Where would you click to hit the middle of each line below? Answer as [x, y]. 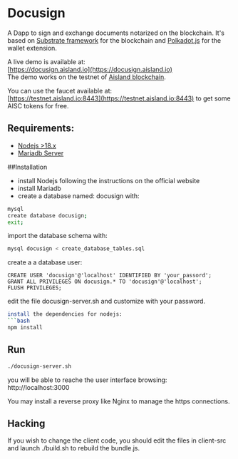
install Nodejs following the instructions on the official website [109, 180]
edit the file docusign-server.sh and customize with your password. [106, 301]
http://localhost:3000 [38, 387]
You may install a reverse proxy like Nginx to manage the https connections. [119, 401]
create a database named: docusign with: [78, 196]
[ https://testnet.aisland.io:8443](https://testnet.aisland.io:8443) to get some [119, 98]
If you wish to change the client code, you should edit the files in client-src [117, 440]
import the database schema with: [58, 236]
